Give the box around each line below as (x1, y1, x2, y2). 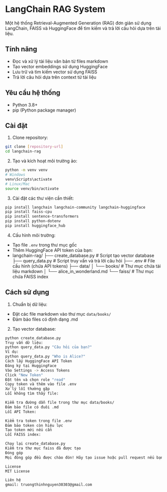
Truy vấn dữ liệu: (5, 340, 43, 345)
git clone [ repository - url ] (5, 144, 64, 149)
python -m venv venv (5, 168, 48, 173)
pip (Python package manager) (12, 107, 77, 113)
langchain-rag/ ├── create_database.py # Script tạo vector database (12, 252, 155, 258)
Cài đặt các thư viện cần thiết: (12, 195, 74, 201)
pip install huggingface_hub (5, 223, 66, 228)
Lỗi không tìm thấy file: (5, 391, 59, 396)
